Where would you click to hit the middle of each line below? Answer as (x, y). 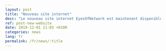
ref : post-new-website (28, 23)
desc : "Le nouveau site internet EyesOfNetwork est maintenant (72, 18)
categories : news (23, 32)
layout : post (19, 9)
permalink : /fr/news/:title (34, 41)
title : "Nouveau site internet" (38, 14)
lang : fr (14, 37)
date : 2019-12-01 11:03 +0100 (36, 28)
